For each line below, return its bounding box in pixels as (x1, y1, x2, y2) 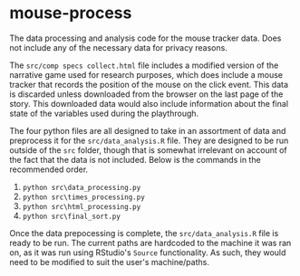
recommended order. (9, 164, 89, 175)
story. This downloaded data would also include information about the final (9, 98, 288, 109)
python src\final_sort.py (22, 212, 121, 221)
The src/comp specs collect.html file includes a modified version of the (9, 60, 279, 71)
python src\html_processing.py (22, 202, 141, 211)
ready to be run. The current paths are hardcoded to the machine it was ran (9, 237, 292, 248)
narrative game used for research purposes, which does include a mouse (9, 69, 284, 80)
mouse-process (9, 3, 132, 24)
